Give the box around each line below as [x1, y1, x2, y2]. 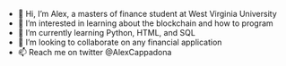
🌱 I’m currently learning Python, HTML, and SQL [17, 28, 195, 37]
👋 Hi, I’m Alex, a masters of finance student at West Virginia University [17, 9, 278, 19]
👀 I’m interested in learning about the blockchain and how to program [17, 18, 273, 29]
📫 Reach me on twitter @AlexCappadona [17, 47, 172, 57]
